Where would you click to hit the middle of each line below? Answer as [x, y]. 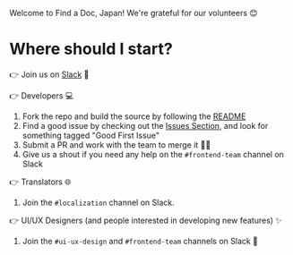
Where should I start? [91, 49]
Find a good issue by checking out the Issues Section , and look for [145, 125]
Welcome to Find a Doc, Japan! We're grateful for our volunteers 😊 [134, 13]
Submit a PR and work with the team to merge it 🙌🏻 [116, 144]
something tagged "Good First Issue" [90, 135]
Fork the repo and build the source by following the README [134, 116]
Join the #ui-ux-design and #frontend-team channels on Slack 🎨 [140, 241]
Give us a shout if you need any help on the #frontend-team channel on [153, 154]
